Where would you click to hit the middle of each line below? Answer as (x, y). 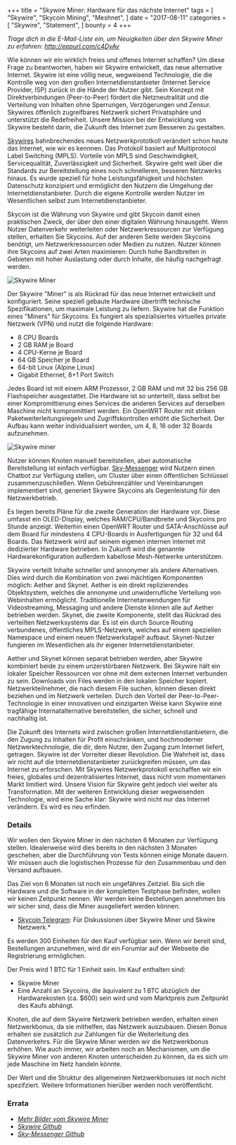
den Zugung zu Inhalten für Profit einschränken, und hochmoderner (105, 739)
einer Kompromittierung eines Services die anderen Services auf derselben (116, 403)
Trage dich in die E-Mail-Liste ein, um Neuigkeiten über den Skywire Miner (115, 39)
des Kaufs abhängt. (46, 1006)
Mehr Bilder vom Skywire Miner (63, 1119)
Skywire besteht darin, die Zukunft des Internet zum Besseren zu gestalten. (117, 127)
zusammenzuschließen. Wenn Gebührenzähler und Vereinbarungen (105, 483)
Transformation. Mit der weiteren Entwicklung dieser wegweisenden (106, 792)
